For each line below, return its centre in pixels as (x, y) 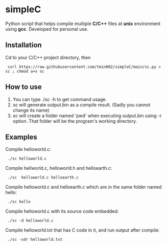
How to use (23, 87)
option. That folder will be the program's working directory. (75, 121)
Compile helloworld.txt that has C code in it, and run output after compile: (82, 230)
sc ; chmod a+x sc (25, 71)
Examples (21, 137)
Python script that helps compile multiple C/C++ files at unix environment (83, 24)
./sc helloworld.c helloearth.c (43, 177)
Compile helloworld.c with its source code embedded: (62, 211)
